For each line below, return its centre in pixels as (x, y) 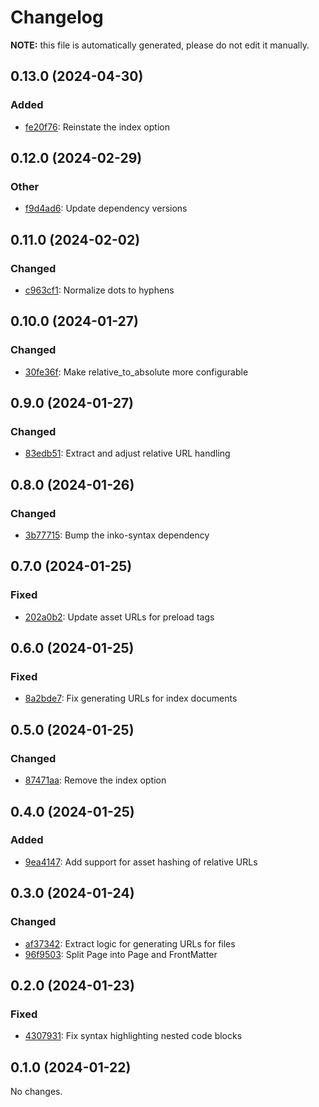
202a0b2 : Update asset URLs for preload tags (119, 617)
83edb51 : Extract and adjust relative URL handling (127, 453)
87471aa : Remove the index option (95, 780)
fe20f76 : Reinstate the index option (97, 127)
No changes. (36, 1091)
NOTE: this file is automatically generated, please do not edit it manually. (160, 45)
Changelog (57, 17)
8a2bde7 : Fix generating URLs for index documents (131, 698)
